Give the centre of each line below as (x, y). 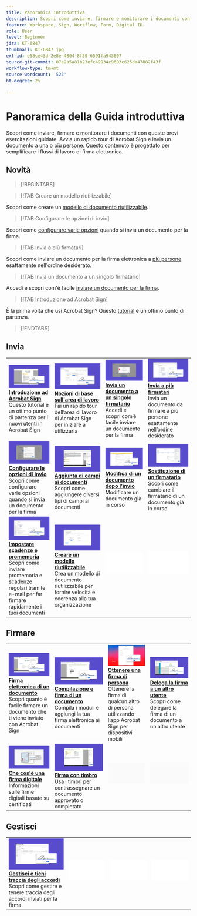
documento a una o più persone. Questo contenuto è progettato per (88, 146)
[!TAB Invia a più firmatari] (52, 248)
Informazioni (24, 785)
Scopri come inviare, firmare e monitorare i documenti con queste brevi (92, 133)
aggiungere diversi (77, 494)
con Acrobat (23, 724)
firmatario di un (166, 496)
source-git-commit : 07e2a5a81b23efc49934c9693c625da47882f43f (84, 62)
